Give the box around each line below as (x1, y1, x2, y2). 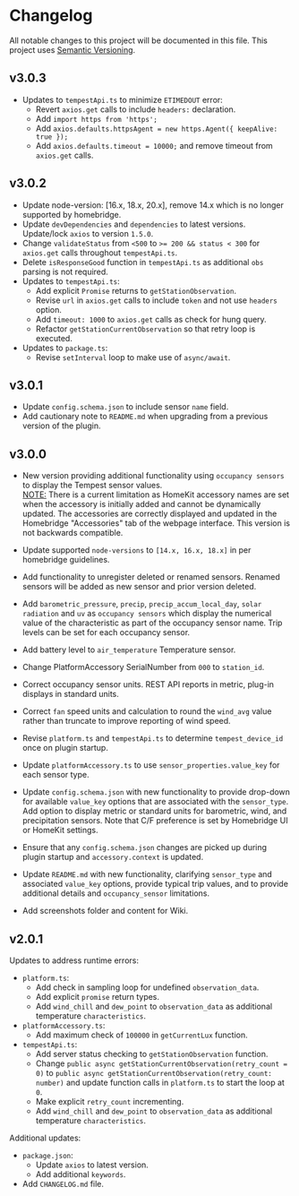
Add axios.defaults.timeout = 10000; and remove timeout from (35, 140, 273, 151)
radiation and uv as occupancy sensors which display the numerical (21, 608, 272, 619)
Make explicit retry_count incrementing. (35, 1097, 184, 1106)
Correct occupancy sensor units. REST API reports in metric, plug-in (21, 679, 275, 690)
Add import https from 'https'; (35, 113, 158, 124)
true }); (35, 132, 69, 142)
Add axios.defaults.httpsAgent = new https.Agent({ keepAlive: (35, 123, 278, 133)
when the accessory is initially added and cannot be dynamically (21, 499, 261, 510)
